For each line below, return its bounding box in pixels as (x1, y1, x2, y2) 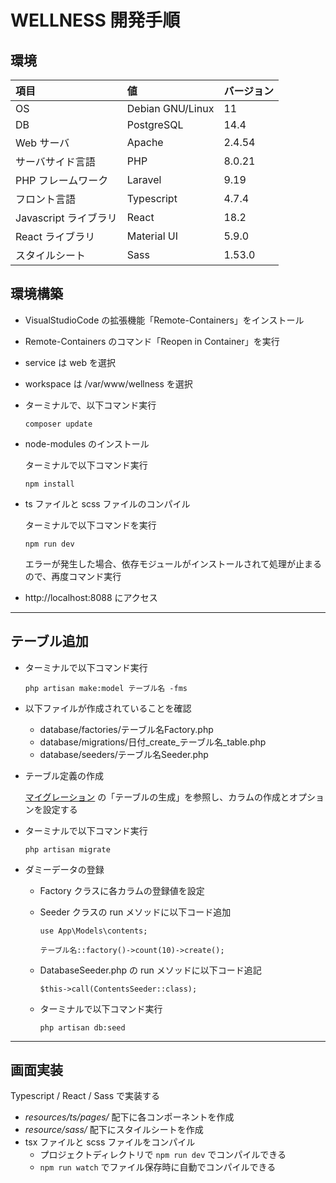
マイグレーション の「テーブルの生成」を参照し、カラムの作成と (24, 791, 290, 803)
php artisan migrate (24, 844, 111, 855)
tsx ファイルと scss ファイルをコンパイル (24, 1136, 196, 1148)
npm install (24, 479, 75, 489)
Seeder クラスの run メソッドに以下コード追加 (39, 906, 232, 918)
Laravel (126, 173, 162, 186)
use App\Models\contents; (39, 926, 148, 936)
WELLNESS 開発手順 (10, 9, 181, 32)
